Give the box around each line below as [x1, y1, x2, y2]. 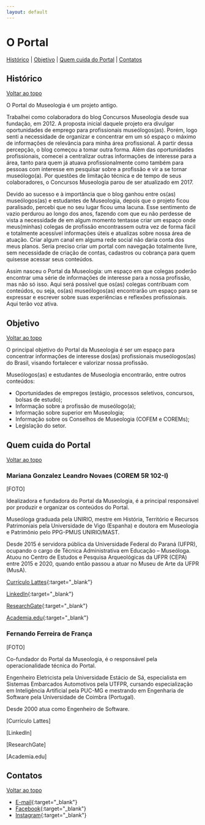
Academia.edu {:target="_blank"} [6, 614, 89, 621]
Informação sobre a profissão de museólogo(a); [15, 402, 136, 410]
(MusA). [6, 567, 27, 574]
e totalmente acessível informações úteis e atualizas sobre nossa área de [6, 229, 192, 237]
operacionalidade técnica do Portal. [6, 662, 96, 669]
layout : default [6, 9, 48, 15]
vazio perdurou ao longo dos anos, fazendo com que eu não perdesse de [6, 210, 192, 218]
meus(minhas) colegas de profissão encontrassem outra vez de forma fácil [6, 223, 196, 231]
